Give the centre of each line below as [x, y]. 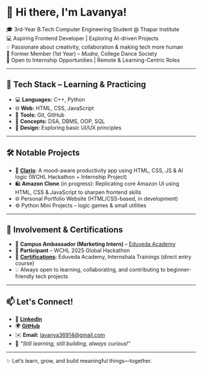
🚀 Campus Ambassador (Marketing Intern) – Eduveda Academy [95, 244]
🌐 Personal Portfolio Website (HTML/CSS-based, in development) [96, 198]
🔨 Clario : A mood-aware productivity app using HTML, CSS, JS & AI [99, 170]
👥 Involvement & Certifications [65, 230]
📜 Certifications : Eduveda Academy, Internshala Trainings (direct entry [103, 257]
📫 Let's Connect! [40, 302]
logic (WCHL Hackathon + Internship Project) [71, 177]
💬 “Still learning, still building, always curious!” [73, 344]
